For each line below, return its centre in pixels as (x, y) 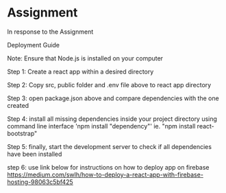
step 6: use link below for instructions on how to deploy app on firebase (109, 167)
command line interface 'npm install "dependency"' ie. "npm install (101, 126)
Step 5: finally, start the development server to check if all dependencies (110, 146)
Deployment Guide (34, 45)
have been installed (35, 154)
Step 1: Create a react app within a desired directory (80, 71)
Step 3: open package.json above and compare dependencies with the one (113, 98)
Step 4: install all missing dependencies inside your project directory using (112, 119)
